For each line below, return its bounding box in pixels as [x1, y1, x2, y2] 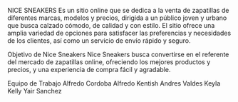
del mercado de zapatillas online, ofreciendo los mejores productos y [7, 58, 211, 66]
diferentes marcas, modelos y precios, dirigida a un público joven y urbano [7, 14, 227, 22]
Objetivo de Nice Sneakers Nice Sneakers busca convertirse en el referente [7, 50, 229, 58]
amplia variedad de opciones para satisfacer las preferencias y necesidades [7, 29, 232, 37]
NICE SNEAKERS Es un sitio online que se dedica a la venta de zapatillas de [7, 6, 229, 14]
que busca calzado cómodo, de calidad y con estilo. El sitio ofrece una [7, 21, 215, 29]
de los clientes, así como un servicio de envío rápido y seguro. [7, 36, 191, 45]
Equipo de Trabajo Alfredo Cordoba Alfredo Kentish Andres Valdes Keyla [7, 79, 221, 88]
